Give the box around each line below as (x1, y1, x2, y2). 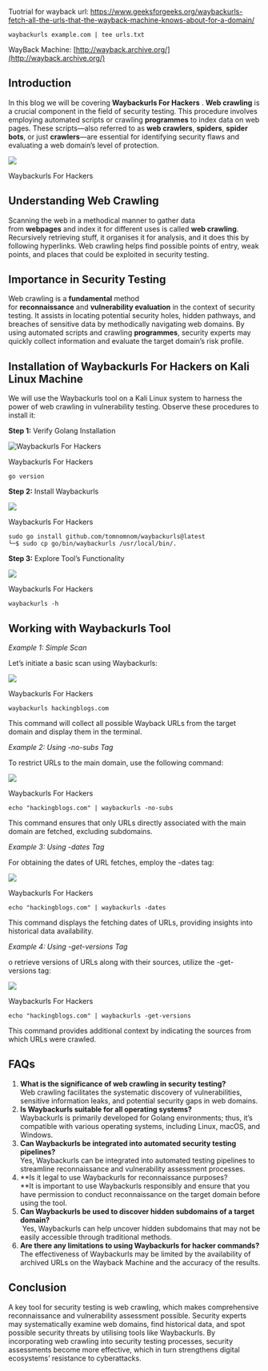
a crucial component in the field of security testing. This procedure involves (8, 106, 258, 115)
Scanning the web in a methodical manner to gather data (8, 216, 196, 225)
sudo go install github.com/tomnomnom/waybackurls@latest (8, 533, 206, 541)
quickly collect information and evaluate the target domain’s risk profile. (8, 337, 244, 346)
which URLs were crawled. (8, 1034, 97, 1044)
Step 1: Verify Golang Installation (8, 426, 116, 436)
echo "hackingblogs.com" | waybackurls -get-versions (8, 1012, 192, 1020)
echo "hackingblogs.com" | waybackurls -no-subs (8, 804, 174, 813)
